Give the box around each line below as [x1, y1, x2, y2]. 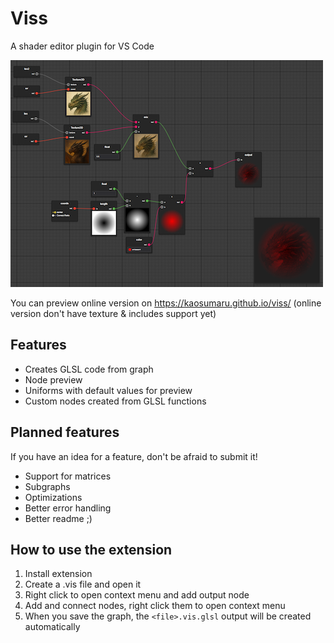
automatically [24, 621, 81, 633]
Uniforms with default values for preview [24, 384, 193, 396]
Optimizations [24, 491, 83, 503]
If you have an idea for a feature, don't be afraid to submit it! [10, 450, 258, 462]
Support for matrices [24, 470, 112, 482]
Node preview [24, 373, 83, 386]
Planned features [10, 424, 120, 441]
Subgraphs [24, 480, 71, 492]
